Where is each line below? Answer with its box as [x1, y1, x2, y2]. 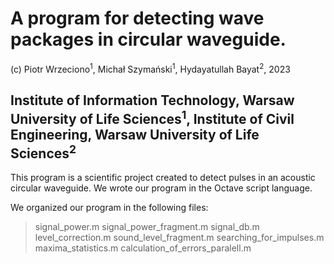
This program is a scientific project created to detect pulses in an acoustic [10, 172, 316, 184]
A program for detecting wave [10, 7, 265, 30]
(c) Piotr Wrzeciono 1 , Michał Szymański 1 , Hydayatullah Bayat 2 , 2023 [10, 61, 291, 75]
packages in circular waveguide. [10, 28, 287, 51]
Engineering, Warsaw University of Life [10, 126, 260, 143]
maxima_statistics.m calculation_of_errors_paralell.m [34, 242, 252, 254]
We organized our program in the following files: [10, 202, 209, 214]
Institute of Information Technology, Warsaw [10, 92, 295, 109]
